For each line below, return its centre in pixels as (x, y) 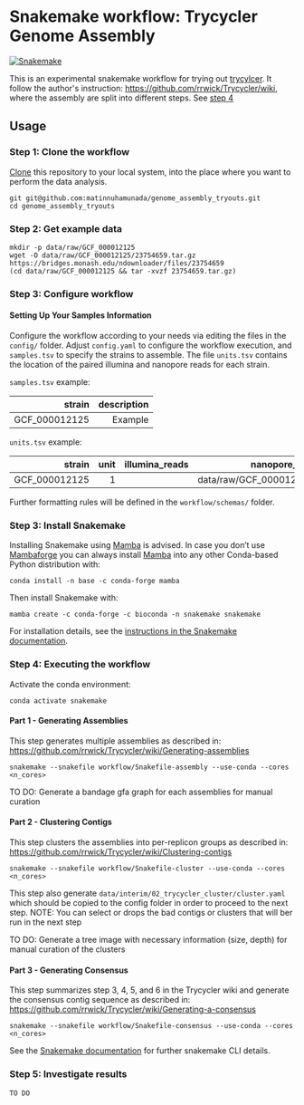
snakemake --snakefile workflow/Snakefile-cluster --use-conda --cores (147, 869)
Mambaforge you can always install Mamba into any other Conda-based (144, 555)
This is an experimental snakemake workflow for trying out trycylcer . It (141, 78)
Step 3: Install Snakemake (68, 525)
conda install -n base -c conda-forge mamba (95, 581)
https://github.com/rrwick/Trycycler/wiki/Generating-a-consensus (133, 1009)
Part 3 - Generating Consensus (69, 970)
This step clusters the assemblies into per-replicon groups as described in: (149, 842)
